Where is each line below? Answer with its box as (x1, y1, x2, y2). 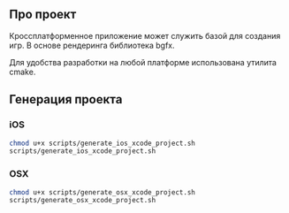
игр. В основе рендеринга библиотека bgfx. (9, 40, 175, 50)
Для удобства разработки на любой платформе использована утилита (9, 57, 277, 67)
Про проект (9, 7, 77, 22)
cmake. (9, 66, 36, 77)
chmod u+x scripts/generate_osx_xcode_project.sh (9, 187, 196, 197)
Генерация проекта (9, 92, 123, 107)
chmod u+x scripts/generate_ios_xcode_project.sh (9, 139, 196, 148)
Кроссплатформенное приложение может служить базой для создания (9, 30, 281, 41)
